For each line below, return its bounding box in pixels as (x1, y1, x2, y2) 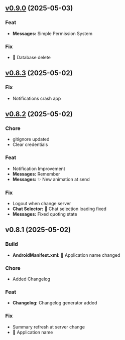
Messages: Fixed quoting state (12, 211, 77, 217)
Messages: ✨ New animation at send (12, 176, 90, 182)
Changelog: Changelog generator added (12, 300, 97, 306)
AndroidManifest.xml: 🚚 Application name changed (12, 252, 120, 258)
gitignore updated (12, 136, 50, 142)
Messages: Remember (12, 171, 60, 177)
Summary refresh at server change (12, 323, 85, 330)
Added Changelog (12, 276, 51, 282)
